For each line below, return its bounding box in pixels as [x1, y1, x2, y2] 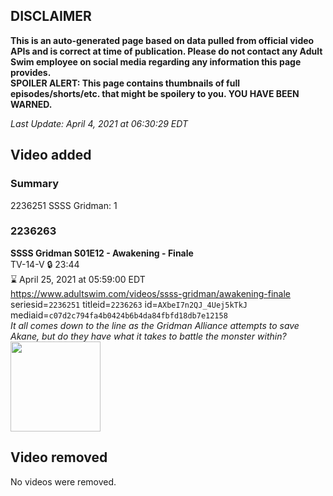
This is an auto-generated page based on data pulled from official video [10, 34, 315, 46]
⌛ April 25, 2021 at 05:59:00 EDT [10, 273, 146, 285]
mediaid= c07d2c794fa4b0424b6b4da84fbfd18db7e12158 [10, 309, 228, 321]
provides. [10, 66, 52, 78]
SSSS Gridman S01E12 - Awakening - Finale [10, 247, 194, 259]
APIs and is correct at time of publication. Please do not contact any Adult [10, 45, 323, 57]
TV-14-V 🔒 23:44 [10, 258, 80, 270]
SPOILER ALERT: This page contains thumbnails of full [10, 77, 240, 89]
